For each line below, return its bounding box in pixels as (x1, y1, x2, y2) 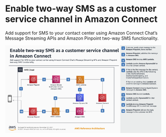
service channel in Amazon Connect (5, 13, 158, 25)
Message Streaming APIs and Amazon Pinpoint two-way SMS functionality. (5, 35, 159, 41)
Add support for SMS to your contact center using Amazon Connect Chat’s (5, 30, 158, 36)
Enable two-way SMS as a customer (5, 3, 157, 14)
